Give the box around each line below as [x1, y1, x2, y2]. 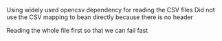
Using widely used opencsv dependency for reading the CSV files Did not [6, 6, 215, 14]
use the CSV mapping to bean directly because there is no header [6, 13, 194, 21]
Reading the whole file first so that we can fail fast [6, 27, 148, 34]
